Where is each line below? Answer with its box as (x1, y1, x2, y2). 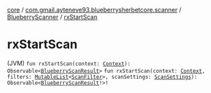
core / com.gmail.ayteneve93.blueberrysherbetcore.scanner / (7, 6, 182, 14)
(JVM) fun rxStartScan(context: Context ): (7, 59, 131, 67)
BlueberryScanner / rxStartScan (7, 13, 98, 21)
